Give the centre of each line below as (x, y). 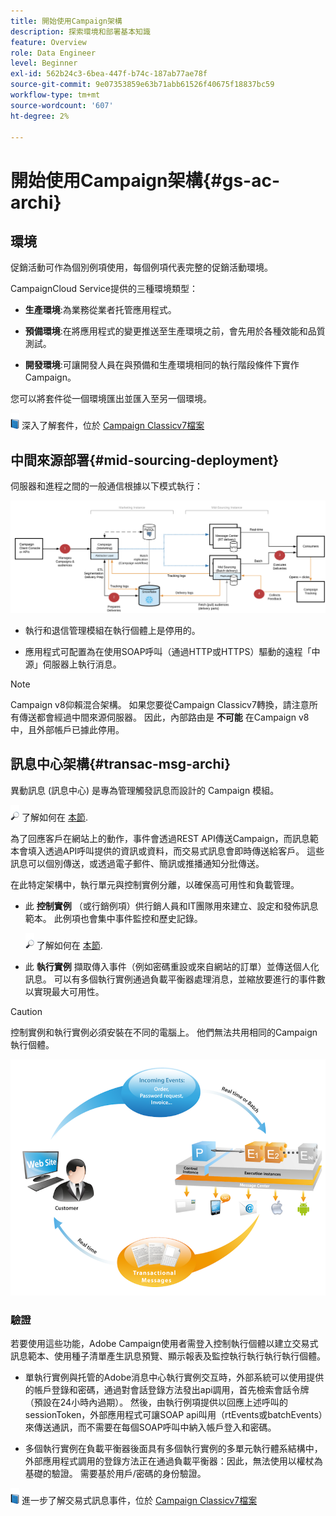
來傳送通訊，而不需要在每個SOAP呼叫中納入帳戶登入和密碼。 (150, 1427)
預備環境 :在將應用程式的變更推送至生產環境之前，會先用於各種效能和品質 (175, 331)
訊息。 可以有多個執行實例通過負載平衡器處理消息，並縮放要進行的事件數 (175, 979)
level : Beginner (44, 63)
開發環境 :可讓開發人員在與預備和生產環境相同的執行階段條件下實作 (162, 365)
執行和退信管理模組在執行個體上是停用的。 (112, 630)
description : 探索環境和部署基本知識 (80, 31)
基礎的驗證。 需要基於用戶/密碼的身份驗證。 (115, 1474)
